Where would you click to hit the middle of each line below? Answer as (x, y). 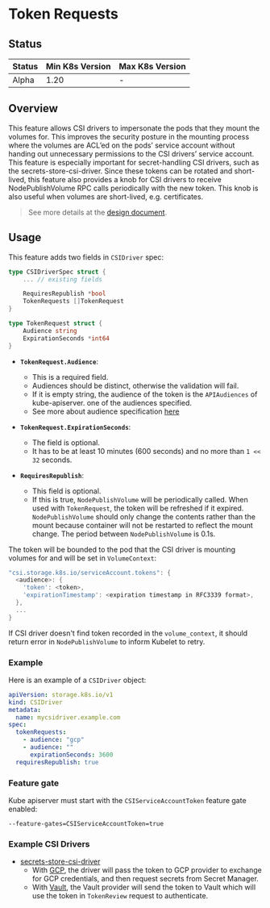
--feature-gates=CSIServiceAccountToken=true (86, 823)
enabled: (23, 809)
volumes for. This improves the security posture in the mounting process (129, 136)
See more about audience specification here (106, 411)
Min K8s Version (78, 67)
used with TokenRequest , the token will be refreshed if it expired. (138, 508)
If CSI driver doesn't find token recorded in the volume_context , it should (128, 633)
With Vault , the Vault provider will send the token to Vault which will (144, 887)
